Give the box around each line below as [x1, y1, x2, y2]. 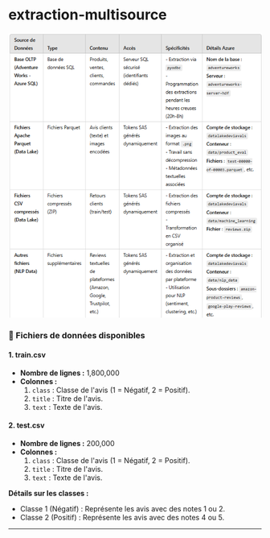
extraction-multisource [8, 6, 167, 24]
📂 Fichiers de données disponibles [8, 330, 146, 341]
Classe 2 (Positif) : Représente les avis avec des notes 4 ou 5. [19, 512, 225, 522]
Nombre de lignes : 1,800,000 [19, 368, 120, 378]
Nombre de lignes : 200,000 [19, 438, 115, 448]
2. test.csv [8, 420, 45, 430]
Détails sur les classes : [8, 488, 89, 498]
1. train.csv [8, 350, 47, 360]
